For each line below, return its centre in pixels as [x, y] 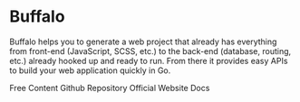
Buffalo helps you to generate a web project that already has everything [143, 42]
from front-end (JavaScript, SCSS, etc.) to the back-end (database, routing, [150, 51]
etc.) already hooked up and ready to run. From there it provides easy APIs [149, 60]
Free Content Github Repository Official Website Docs [110, 88]
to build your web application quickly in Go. [90, 70]
